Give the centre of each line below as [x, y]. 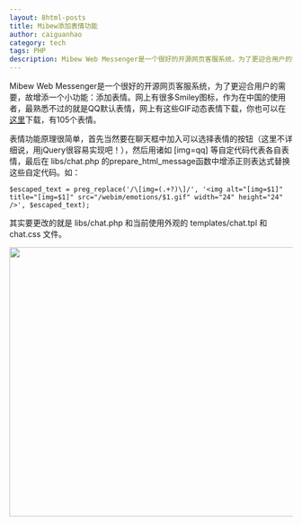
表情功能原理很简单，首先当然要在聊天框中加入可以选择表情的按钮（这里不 [147, 139]
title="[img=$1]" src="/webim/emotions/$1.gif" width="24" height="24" [146, 197]
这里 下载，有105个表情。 [55, 119]
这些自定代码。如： [45, 172]
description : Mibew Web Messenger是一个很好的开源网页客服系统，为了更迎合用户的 [151, 59]
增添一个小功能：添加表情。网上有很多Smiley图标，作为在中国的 [151, 97]
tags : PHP [28, 51]
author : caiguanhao [46, 34]
